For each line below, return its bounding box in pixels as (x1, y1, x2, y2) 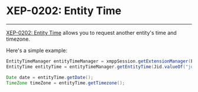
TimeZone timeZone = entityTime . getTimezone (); (6, 80, 126, 86)
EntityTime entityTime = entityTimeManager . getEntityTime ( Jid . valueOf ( (6, 64, 186, 70)
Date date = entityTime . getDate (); (6, 74, 94, 80)
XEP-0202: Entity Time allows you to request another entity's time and (6, 29, 177, 36)
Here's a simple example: (6, 47, 68, 54)
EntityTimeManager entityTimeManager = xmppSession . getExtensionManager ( (6, 58, 192, 64)
